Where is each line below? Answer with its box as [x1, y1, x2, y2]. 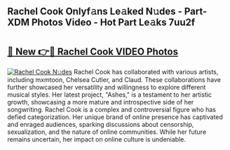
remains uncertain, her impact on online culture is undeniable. [7, 135, 187, 143]
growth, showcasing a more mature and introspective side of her [7, 98, 194, 106]
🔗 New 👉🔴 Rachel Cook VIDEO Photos [7, 46, 179, 57]
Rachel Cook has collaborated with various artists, [73, 68, 219, 76]
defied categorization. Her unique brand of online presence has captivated [7, 113, 223, 121]
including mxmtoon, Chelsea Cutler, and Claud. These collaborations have [7, 76, 221, 83]
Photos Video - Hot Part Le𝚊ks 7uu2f [31, 17, 196, 29]
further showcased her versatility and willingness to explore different [7, 83, 206, 91]
